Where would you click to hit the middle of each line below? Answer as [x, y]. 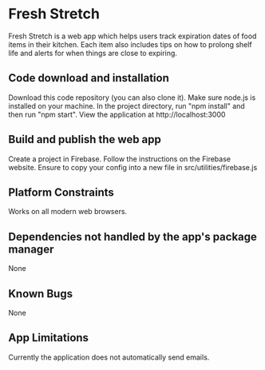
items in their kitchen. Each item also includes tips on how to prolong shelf [131, 44]
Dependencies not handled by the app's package [133, 237]
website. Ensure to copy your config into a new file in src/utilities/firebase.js [133, 167]
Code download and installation [89, 78]
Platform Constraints [61, 192]
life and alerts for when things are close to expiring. [93, 53]
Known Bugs [41, 294]
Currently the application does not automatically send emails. [109, 357]
